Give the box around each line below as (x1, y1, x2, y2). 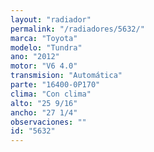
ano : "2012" (10, 52, 60, 62)
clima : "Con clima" (10, 89, 92, 99)
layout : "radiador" (10, 14, 92, 25)
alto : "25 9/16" (10, 98, 78, 108)
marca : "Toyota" (10, 33, 78, 43)
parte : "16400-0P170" (10, 80, 101, 90)
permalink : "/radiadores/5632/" (10, 24, 145, 34)
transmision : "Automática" (10, 71, 123, 81)
